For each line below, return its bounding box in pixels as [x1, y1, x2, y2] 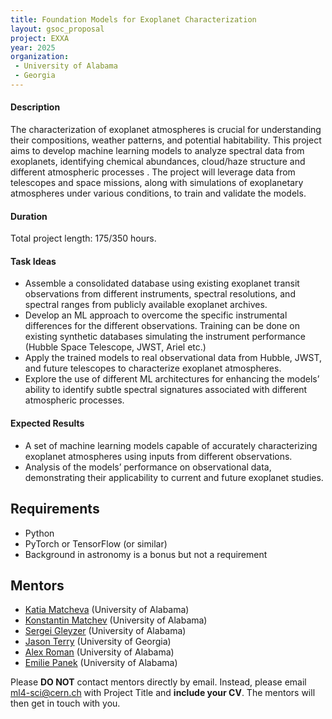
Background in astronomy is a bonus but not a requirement [24, 548, 268, 560]
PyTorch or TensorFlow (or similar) [24, 537, 168, 550]
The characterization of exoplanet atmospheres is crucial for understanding [10, 124, 322, 136]
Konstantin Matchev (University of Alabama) [24, 614, 208, 626]
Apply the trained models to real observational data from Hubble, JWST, [24, 352, 323, 364]
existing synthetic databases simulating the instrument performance [24, 331, 306, 343]
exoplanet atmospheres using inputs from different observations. [24, 450, 293, 462]
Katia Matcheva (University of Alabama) [24, 604, 190, 616]
